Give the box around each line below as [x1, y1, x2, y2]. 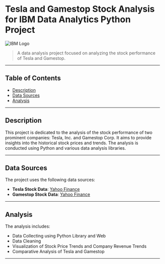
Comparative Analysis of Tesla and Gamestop [12, 249, 105, 255]
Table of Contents [5, 74, 61, 82]
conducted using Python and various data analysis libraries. [5, 145, 126, 151]
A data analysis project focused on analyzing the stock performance [17, 50, 156, 56]
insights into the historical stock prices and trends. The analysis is [5, 140, 138, 146]
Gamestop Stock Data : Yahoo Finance [12, 191, 90, 197]
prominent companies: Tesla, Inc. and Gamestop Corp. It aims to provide [5, 134, 152, 140]
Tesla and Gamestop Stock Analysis [5, 3, 155, 15]
